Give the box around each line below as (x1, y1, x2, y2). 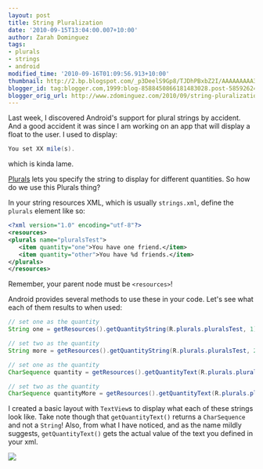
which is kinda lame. (8, 159, 74, 169)
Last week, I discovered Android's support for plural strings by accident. (8, 113, 241, 122)
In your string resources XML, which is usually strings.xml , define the (8, 198, 234, 208)
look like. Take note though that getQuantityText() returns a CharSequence (8, 413, 246, 422)
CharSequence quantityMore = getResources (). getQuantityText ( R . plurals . (8, 390, 250, 398)
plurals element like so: (8, 206, 86, 216)
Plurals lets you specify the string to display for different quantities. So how (8, 174, 250, 184)
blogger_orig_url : (8, 92, 68, 100)
